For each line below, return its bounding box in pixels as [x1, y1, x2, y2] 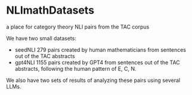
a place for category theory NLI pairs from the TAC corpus [6, 23, 150, 30]
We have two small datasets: [6, 34, 76, 42]
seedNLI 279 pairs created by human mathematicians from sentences [14, 46, 187, 53]
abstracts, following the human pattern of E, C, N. [14, 65, 137, 72]
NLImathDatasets [6, 4, 94, 17]
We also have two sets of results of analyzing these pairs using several [6, 77, 181, 84]
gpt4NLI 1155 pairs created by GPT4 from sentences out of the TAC [14, 59, 180, 66]
